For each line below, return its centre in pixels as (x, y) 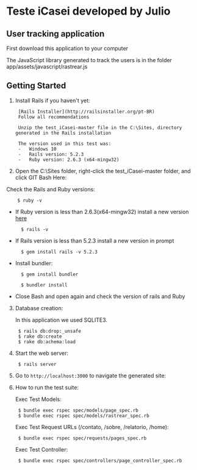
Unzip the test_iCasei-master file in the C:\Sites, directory (100, 127)
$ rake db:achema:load (47, 342)
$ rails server (37, 364)
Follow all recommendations (54, 117)
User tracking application (56, 34)
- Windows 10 (37, 149)
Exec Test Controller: (41, 449)
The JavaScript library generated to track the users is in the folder (89, 60)
